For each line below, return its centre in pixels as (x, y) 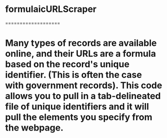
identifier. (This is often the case (74, 75)
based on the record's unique (67, 65)
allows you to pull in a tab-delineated (83, 96)
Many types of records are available (81, 43)
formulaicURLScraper (51, 9)
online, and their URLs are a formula (81, 54)
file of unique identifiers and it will (77, 107)
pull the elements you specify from (79, 117)
